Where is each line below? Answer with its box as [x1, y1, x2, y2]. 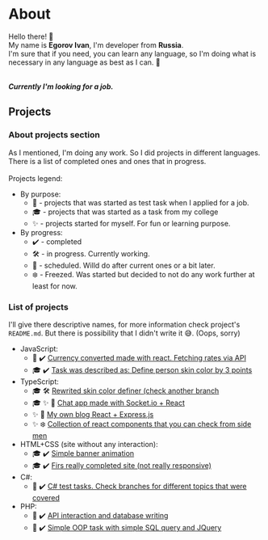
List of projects [8, 301, 69, 312]
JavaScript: [19, 344, 59, 353]
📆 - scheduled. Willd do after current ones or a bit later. [31, 260, 216, 270]
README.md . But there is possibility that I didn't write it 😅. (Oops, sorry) [8, 328, 241, 338]
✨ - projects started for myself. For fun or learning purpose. [31, 218, 231, 228]
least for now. [31, 281, 78, 291]
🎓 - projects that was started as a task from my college [31, 207, 219, 217]
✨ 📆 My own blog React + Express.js [31, 409, 154, 419]
